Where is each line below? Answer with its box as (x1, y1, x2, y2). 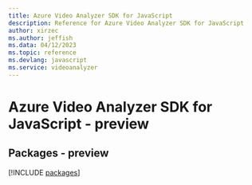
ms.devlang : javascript (8, 57, 88, 65)
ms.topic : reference (8, 49, 77, 57)
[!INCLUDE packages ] (8, 167, 81, 177)
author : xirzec (8, 26, 59, 34)
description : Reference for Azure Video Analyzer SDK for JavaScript (8, 19, 245, 27)
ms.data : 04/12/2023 (8, 41, 77, 49)
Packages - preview (8, 147, 109, 160)
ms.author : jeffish (8, 33, 73, 42)
